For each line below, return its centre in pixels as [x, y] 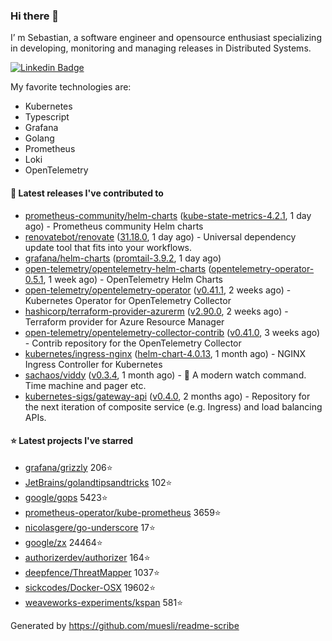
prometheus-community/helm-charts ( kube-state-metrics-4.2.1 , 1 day [168, 215]
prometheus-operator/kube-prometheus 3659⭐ [123, 512]
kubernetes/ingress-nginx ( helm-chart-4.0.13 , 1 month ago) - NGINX [165, 353]
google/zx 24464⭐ [63, 542]
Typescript [47, 117]
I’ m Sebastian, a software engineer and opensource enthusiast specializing [166, 38]
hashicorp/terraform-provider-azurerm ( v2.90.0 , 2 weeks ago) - [156, 311]
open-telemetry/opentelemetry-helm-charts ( [118, 268]
